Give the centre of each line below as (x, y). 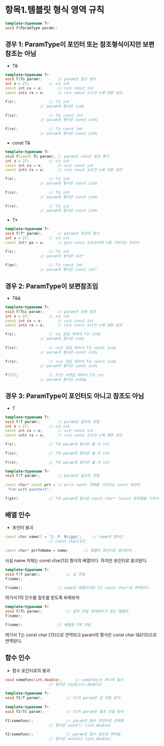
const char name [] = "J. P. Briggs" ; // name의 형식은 (64, 537)
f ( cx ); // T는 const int (44, 115)
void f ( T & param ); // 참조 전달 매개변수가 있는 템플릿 (67, 611)
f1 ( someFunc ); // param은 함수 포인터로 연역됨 (64, 721)
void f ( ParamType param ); (31, 28)
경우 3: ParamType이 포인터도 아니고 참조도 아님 (74, 396)
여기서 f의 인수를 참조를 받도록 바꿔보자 (42, 598)
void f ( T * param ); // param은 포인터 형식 (52, 234)
